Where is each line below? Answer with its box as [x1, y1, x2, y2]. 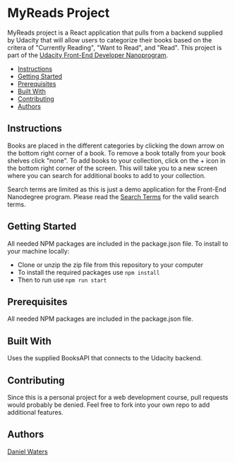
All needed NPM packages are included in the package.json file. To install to [7, 239, 229, 248]
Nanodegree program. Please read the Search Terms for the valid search [7, 192, 219, 201]
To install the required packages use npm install [17, 268, 160, 276]
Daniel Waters [7, 447, 48, 456]
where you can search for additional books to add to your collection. [7, 171, 206, 179]
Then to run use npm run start [17, 276, 107, 284]
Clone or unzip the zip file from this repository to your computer [17, 260, 203, 269]
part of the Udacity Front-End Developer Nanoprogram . [7, 51, 169, 59]
